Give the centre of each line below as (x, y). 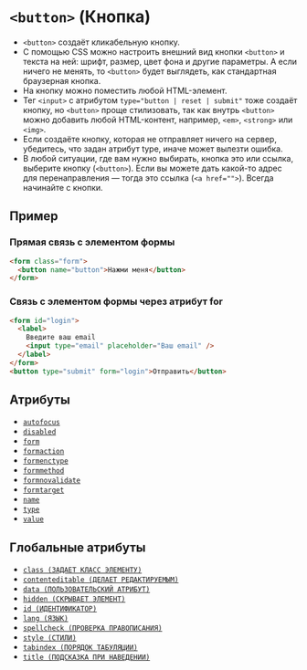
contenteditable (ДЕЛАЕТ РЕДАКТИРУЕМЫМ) (101, 580)
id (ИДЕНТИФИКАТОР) (60, 609)
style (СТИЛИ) (49, 638)
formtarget (43, 490)
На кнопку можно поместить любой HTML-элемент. (125, 90)
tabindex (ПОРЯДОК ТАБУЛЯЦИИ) (80, 648)
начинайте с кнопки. (63, 187)
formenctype (45, 461)
